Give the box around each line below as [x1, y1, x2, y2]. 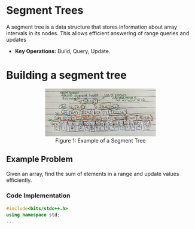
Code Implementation [6, 191, 71, 200]
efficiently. [6, 177, 32, 184]
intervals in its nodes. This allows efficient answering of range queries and [6, 29, 190, 36]
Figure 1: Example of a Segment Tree [55, 137, 146, 144]
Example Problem [6, 154, 73, 165]
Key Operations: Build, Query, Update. [14, 47, 111, 54]
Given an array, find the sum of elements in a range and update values [6, 170, 179, 177]
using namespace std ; [6, 212, 60, 218]
